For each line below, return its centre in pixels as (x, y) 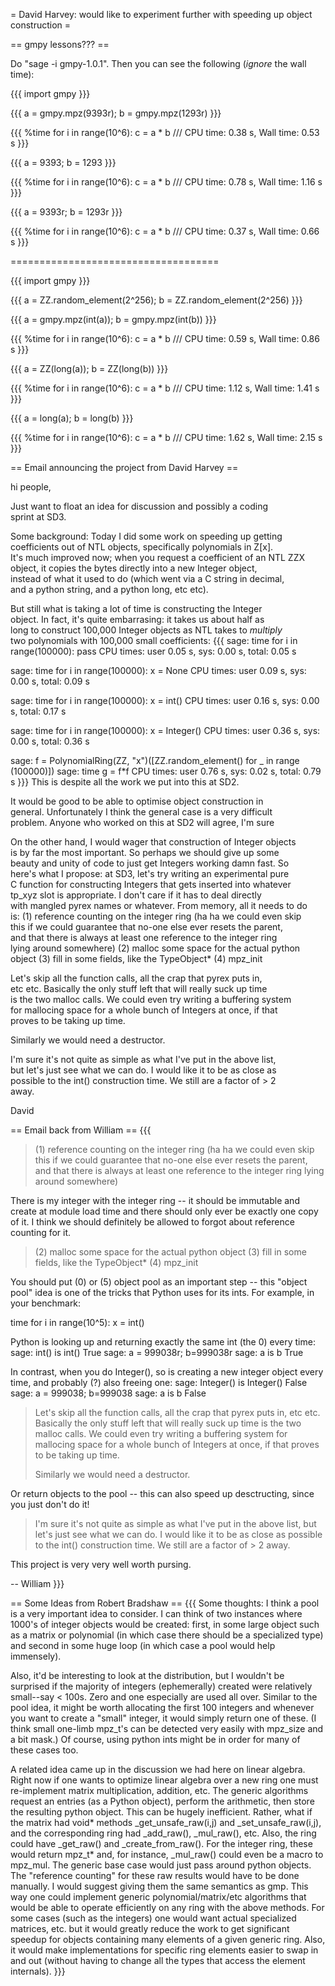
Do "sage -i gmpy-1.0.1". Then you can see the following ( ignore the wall (158, 63)
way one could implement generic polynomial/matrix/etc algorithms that (158, 1897)
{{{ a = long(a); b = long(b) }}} (72, 418)
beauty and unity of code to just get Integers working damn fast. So (150, 863)
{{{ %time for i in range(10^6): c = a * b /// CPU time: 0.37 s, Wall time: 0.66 (165, 231)
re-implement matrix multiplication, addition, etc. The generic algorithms (159, 1790)
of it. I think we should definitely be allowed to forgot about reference (152, 1222)
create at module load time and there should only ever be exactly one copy (164, 1211)
